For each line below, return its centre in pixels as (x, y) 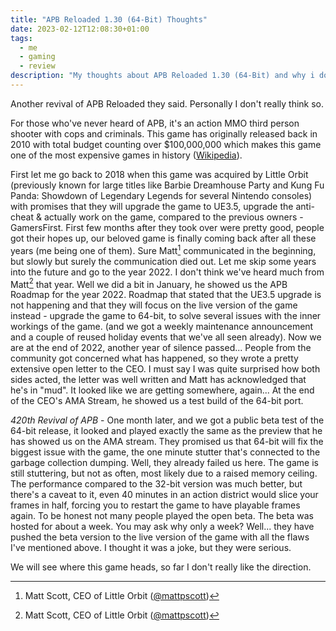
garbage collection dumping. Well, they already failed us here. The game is (164, 463)
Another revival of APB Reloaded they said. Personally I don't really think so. (167, 103)
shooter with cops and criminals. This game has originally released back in (164, 133)
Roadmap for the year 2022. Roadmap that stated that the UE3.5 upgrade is (166, 295)
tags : (21, 38)
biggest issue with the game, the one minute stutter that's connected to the (165, 452)
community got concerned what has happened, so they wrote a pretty (154, 358)
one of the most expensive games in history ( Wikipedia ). (126, 155)
